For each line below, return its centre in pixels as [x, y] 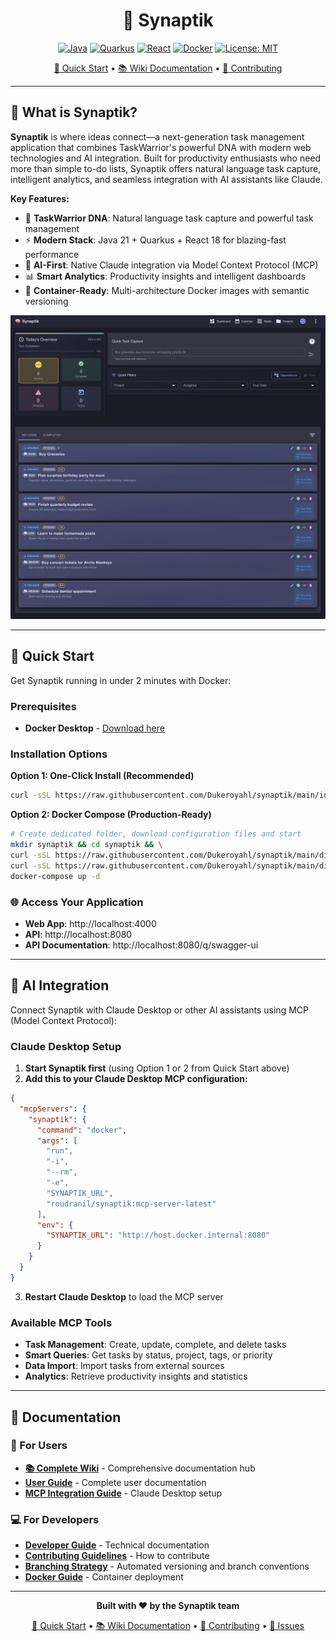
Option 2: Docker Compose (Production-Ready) [111, 815]
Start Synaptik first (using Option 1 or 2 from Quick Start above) [157, 1068]
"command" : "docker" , [82, 1130]
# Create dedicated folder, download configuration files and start [156, 834]
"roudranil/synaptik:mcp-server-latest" [131, 1204]
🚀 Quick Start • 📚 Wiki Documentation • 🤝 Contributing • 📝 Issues [168, 1626]
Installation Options [59, 754]
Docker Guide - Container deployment [104, 1577]
